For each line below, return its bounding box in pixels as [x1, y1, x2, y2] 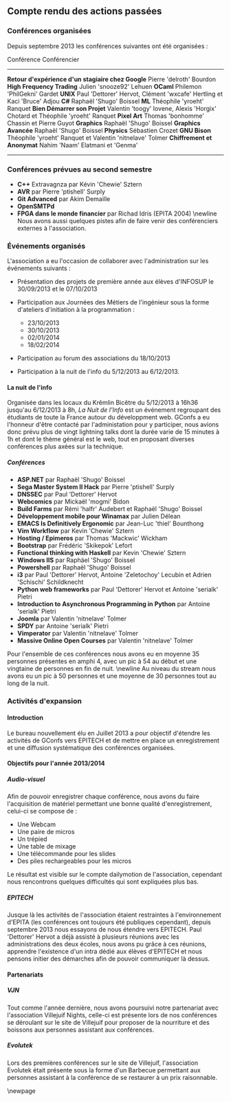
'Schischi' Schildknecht [16, 578, 84, 586]
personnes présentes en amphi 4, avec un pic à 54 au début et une [7, 657, 197, 665]
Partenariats [7, 970, 43, 979]
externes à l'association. [16, 224, 87, 232]
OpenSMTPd [16, 202, 55, 210]
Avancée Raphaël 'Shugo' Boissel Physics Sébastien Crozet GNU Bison [7, 126, 212, 134]
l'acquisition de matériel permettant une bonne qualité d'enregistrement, [7, 800, 212, 808]
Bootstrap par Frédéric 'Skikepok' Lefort [16, 541, 133, 550]
